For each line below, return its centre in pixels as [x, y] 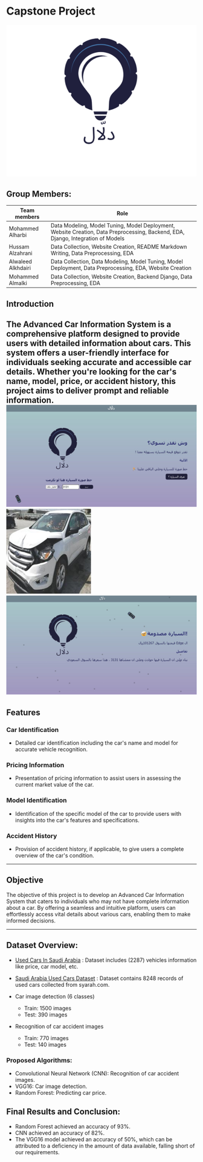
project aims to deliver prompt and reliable [88, 390]
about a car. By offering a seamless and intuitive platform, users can [91, 907]
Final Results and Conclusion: [63, 1112]
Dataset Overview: [42, 945]
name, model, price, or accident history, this [91, 381]
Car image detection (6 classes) [55, 996]
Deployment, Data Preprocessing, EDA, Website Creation [121, 268]
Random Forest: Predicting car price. [61, 1092]
